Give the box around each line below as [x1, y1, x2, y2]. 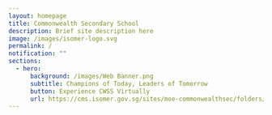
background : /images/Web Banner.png [29, 72, 154, 80]
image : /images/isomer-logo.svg [8, 34, 117, 43]
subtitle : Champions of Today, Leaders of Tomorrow [29, 79, 208, 87]
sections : [8, 57, 42, 66]
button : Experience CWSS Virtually [29, 87, 151, 96]
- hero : [15, 65, 42, 73]
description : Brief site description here [8, 27, 154, 35]
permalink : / [8, 42, 53, 50]
